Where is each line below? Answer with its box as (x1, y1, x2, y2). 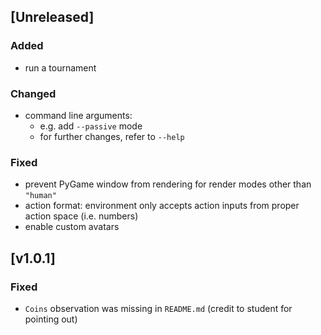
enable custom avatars (24, 221, 120, 233)
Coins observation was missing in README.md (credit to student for (24, 302, 293, 314)
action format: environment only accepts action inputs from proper (24, 200, 300, 212)
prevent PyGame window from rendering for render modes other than (24, 178, 312, 190)
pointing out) (24, 313, 78, 325)
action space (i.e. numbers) (24, 210, 139, 222)
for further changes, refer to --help (39, 130, 185, 142)
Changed (10, 86, 57, 100)
